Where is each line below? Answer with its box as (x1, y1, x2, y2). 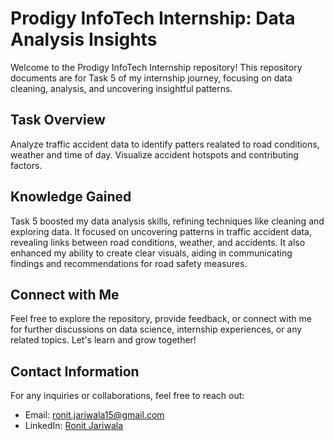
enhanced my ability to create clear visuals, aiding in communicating (10, 247, 293, 259)
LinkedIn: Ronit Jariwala (24, 420, 124, 432)
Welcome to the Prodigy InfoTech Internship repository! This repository (10, 61, 303, 73)
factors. (10, 159, 43, 171)
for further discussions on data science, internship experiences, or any (10, 323, 303, 336)
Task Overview (10, 112, 106, 129)
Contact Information (10, 363, 140, 380)
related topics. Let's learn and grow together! (10, 334, 197, 346)
